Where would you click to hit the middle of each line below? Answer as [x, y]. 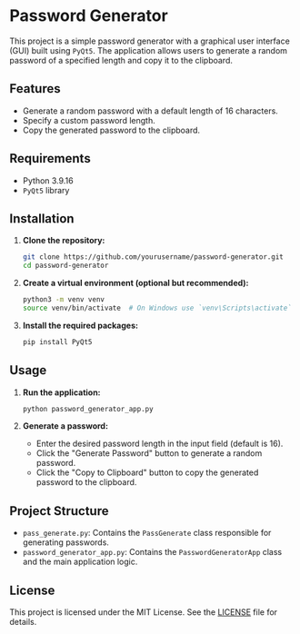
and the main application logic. [80, 562]
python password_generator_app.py [88, 409]
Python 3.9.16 [48, 180]
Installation [42, 218]
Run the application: [62, 392]
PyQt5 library [46, 190]
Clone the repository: [64, 241]
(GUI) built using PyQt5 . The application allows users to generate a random [149, 50]
